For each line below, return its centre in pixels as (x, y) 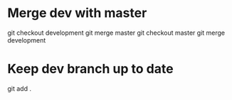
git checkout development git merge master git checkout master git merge (116, 33)
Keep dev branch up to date (90, 69)
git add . (20, 88)
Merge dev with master (77, 13)
